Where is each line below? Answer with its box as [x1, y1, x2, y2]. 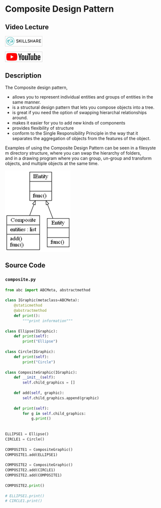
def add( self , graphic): [14, 390, 64, 395]
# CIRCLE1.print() [5, 499, 42, 504]
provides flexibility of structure [12, 125, 74, 131]
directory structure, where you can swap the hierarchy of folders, [10, 150, 141, 156]
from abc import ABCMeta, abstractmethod [5, 287, 91, 292]
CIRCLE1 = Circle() [5, 437, 45, 442]
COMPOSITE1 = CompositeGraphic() [5, 447, 73, 452]
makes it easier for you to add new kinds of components [12, 120, 125, 125]
